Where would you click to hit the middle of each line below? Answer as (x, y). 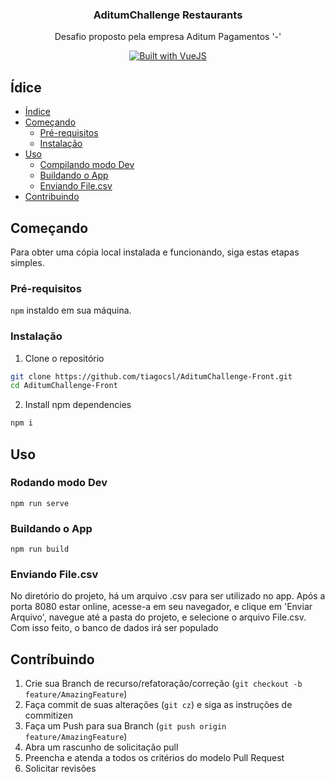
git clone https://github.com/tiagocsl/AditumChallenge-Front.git (151, 376)
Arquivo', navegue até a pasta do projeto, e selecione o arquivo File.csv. (158, 617)
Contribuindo (52, 197)
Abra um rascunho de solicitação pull (101, 747)
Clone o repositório (64, 358)
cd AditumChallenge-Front (64, 386)
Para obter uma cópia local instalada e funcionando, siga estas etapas (155, 252)
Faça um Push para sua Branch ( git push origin (125, 726)
